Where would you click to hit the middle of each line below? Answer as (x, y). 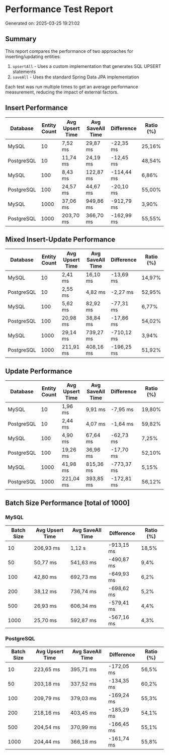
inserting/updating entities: (33, 56)
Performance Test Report (59, 9)
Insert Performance (36, 108)
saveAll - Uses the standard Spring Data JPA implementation (76, 77)
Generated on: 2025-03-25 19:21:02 (43, 23)
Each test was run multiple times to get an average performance (72, 87)
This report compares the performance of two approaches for (69, 51)
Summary (21, 39)
